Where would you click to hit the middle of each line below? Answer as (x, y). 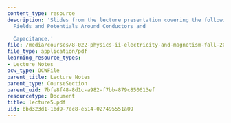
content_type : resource (41, 13)
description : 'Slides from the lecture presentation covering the (104, 20)
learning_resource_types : (44, 58)
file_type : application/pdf (47, 52)
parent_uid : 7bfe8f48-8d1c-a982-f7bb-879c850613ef (81, 90)
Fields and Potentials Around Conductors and (80, 26)
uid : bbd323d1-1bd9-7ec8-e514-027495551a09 (70, 109)
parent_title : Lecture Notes (49, 77)
